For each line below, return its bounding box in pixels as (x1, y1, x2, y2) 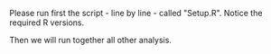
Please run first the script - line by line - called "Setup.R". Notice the (9, 8, 263, 18)
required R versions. (9, 17, 84, 28)
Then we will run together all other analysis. (9, 35, 172, 45)
